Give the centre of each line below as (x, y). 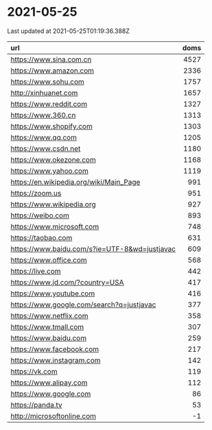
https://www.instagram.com (56, 360)
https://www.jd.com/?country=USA (67, 282)
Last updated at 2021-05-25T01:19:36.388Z (69, 31)
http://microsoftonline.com (54, 416)
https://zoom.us (36, 193)
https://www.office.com (49, 260)
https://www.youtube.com (53, 294)
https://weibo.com (40, 215)
